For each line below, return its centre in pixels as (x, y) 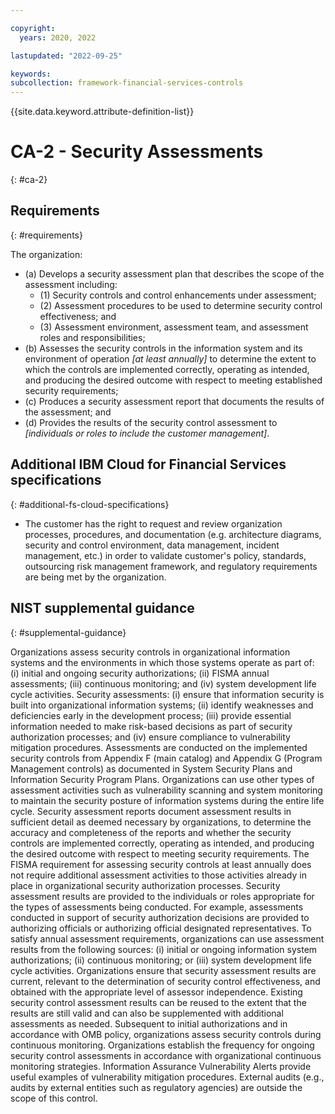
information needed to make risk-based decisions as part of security (151, 726)
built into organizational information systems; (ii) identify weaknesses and (162, 705)
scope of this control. (54, 1098)
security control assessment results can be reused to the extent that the (158, 1002)
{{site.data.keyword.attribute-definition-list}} (102, 112)
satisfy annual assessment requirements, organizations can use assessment (167, 938)
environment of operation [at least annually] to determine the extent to (170, 358)
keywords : (31, 74)
